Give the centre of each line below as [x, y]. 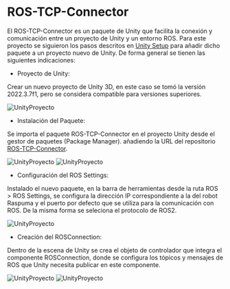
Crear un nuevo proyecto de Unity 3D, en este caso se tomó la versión [106, 86]
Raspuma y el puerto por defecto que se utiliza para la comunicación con [111, 203]
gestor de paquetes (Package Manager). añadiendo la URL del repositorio [112, 141]
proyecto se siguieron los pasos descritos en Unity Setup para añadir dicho [114, 45]
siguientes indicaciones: [41, 60]
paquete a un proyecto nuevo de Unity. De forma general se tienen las [106, 53]
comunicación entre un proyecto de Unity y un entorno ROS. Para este [107, 38]
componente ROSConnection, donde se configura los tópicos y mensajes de [115, 257]
